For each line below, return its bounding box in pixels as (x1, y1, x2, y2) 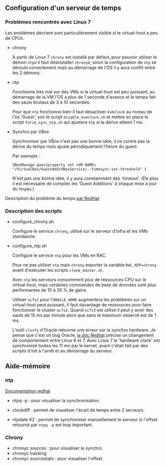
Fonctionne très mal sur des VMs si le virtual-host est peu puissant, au (12, 88, 155, 95)
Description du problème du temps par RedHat (5, 195, 100, 201)
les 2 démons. (12, 70, 41, 76)
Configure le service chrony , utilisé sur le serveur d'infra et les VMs (12, 228, 148, 234)
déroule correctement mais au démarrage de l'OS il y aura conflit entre (12, 64, 156, 70)
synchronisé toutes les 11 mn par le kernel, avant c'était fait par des (12, 342, 148, 348)
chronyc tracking (12, 450, 47, 456)
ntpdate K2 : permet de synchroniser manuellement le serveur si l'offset (12, 416, 158, 422)
